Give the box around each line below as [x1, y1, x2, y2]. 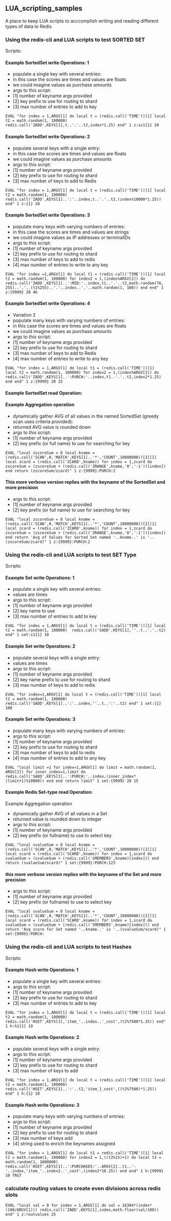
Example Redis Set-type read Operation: [5, 789, 93, 795]
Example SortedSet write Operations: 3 [5, 212, 91, 218]
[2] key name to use [12, 608, 55, 614]
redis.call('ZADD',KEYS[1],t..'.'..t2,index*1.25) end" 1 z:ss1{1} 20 [5, 123, 159, 128]
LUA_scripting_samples [5, 4, 83, 13]
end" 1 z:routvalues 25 [5, 1212, 56, 1217]
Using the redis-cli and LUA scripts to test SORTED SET [5, 36, 145, 43]
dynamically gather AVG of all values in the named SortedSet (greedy [12, 413, 159, 419]
